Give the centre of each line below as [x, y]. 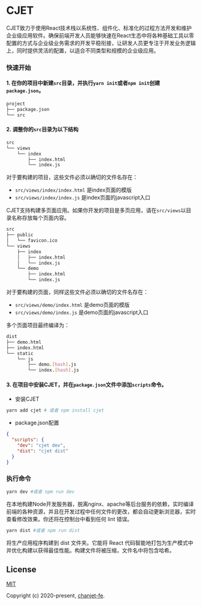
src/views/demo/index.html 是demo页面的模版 [72, 305]
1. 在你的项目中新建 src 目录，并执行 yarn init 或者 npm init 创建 [83, 83]
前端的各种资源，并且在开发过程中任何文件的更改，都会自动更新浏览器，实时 [101, 511]
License [21, 569]
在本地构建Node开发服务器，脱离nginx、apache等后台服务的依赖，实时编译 [100, 504]
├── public [20, 235]
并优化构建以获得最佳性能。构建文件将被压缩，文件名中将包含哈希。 [90, 550]
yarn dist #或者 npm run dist [43, 530]
